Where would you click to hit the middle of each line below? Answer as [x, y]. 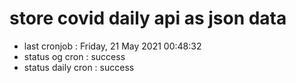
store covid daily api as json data [148, 18]
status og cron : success [74, 56]
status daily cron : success [79, 67]
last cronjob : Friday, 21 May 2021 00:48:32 [112, 46]
